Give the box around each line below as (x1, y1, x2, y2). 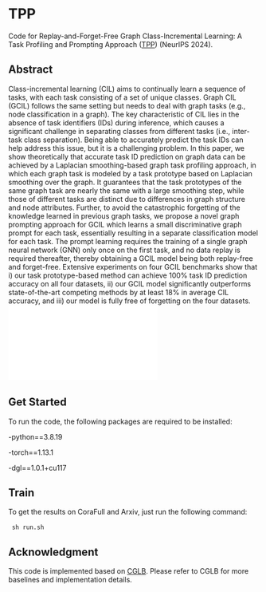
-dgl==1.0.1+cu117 (8, 463, 67, 472)
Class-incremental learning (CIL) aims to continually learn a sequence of (8, 84, 246, 93)
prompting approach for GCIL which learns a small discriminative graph (8, 219, 243, 229)
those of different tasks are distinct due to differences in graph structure (8, 194, 245, 203)
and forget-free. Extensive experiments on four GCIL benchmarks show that (8, 262, 257, 271)
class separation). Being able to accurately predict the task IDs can (23, 135, 244, 144)
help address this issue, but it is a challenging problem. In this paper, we (8, 143, 245, 152)
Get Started (8, 396, 67, 409)
